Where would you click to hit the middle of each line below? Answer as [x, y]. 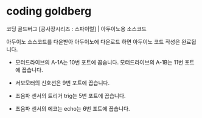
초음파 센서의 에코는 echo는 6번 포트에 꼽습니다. [72, 108]
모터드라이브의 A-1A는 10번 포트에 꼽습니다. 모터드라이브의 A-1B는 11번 [99, 62]
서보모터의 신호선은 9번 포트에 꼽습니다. [62, 83]
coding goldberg [49, 11]
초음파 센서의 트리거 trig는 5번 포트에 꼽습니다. [70, 95]
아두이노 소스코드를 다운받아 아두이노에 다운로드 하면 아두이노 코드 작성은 [93, 41]
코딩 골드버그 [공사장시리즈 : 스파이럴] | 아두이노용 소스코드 [77, 29]
